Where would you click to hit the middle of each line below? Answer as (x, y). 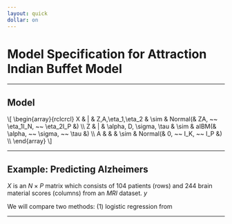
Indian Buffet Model (65, 69)
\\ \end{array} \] (30, 141)
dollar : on (23, 20)
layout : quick (28, 13)
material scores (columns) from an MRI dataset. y (77, 193)
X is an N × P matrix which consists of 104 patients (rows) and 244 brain (110, 186)
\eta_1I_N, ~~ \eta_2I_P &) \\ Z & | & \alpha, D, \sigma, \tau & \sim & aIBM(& (112, 126)
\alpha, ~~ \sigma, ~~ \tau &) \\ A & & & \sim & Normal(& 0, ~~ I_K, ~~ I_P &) (115, 134)
